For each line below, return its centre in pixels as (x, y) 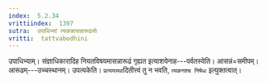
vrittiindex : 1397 (41, 23)
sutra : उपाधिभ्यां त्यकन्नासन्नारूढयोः (53, 31)
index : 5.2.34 (34, 16)
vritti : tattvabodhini (48, 38)
